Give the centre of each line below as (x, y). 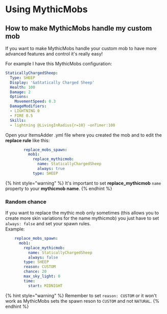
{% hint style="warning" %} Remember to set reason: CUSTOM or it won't (81, 295)
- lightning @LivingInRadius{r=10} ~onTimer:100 (63, 125)
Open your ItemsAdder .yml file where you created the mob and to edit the (83, 135)
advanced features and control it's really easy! (54, 54)
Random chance (26, 201)
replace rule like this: (28, 140)
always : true (51, 169)
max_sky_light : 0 (42, 276)
